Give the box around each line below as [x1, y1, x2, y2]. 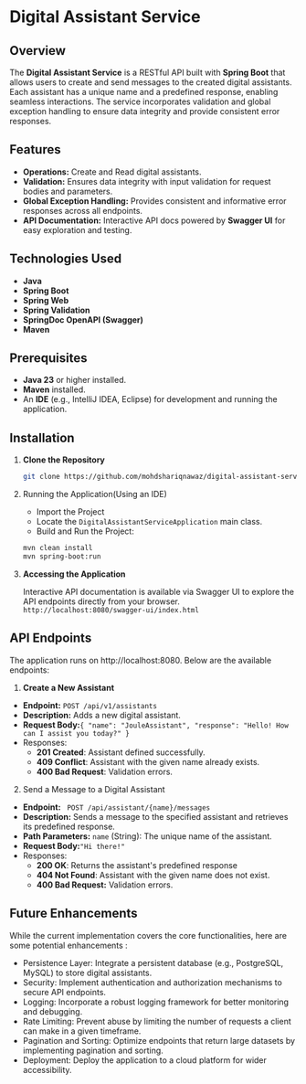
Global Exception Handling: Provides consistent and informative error [22, 195, 287, 207]
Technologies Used [9, 251, 121, 267]
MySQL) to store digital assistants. [22, 967, 153, 978]
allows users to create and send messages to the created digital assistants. [9, 77, 292, 88]
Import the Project [36, 506, 105, 517]
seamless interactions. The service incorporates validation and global [9, 96, 271, 107]
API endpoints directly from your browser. [22, 596, 180, 607]
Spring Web [22, 294, 69, 305]
